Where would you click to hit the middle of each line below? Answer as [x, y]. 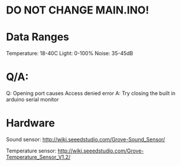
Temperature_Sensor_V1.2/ [38, 157]
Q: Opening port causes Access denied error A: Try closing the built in [91, 93]
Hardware [30, 123]
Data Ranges [37, 37]
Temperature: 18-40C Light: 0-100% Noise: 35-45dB [70, 53]
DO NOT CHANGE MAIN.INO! [78, 10]
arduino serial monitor [33, 100]
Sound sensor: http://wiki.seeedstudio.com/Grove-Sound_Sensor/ [86, 139]
